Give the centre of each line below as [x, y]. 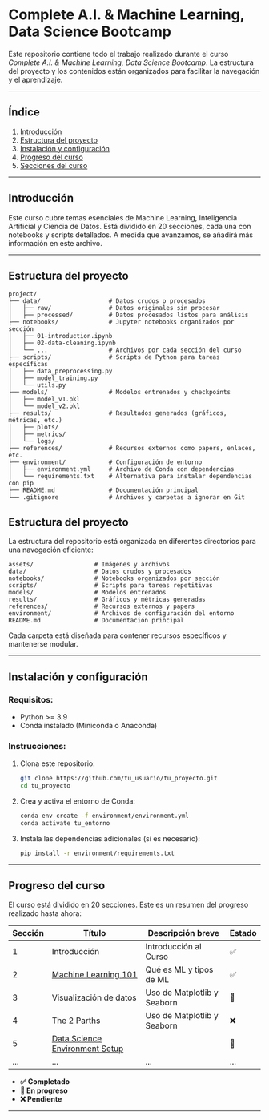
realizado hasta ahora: [45, 913]
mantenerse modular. [43, 644]
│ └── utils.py [37, 385]
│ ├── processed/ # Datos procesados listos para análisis [128, 315]
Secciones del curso [54, 165]
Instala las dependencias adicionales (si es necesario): [110, 838]
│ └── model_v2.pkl [44, 406]
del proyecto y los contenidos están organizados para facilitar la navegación [134, 71]
